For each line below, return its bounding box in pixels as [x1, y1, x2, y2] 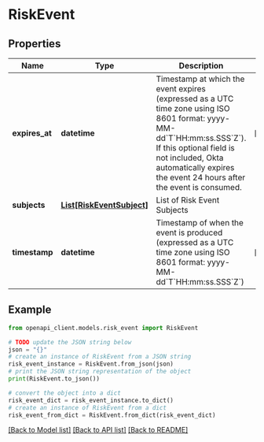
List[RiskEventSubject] [60, 199, 149, 210]
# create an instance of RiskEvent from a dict [8, 403, 167, 411]
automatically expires [156, 162, 235, 173]
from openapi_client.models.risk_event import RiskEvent [8, 324, 199, 332]
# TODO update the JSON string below [8, 338, 132, 346]
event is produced [156, 227, 223, 238]
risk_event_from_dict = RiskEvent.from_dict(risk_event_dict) [8, 411, 216, 419]
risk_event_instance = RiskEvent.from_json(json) [8, 360, 174, 368]
